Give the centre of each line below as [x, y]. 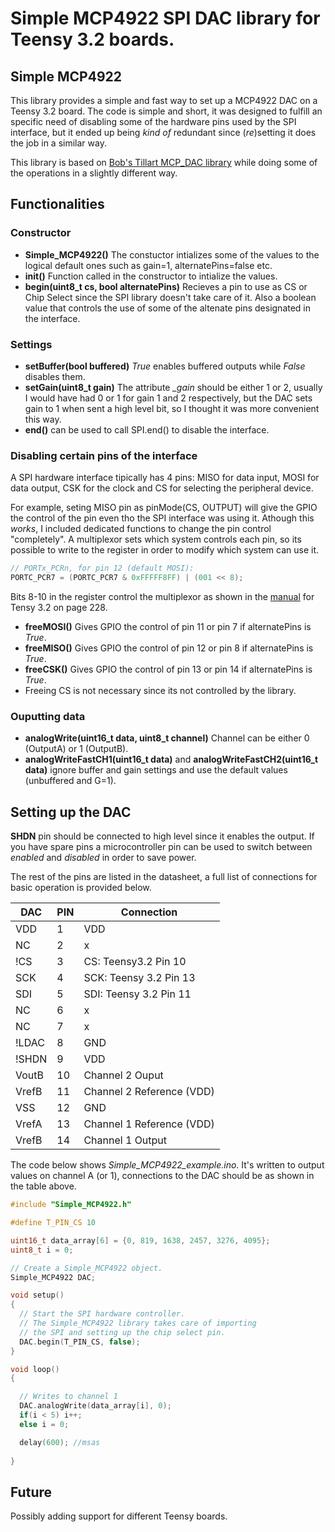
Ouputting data [48, 716]
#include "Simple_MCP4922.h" [71, 1205]
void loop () [35, 1369]
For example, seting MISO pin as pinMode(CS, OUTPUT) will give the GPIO [164, 508]
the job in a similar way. [58, 143]
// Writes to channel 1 [68, 1397]
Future [31, 1492]
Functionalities [57, 204]
